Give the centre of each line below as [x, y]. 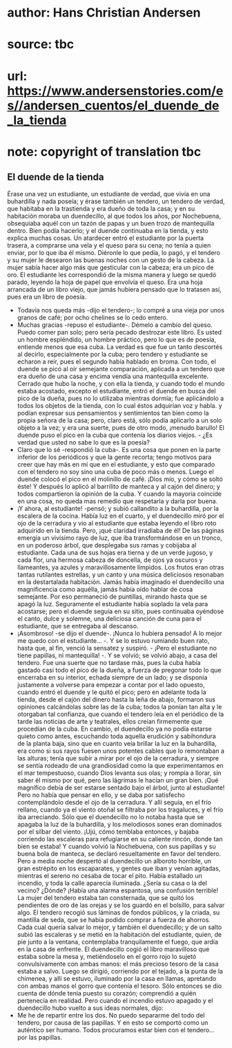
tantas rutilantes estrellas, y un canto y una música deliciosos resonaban [120, 574]
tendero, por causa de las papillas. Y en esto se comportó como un [113, 1022]
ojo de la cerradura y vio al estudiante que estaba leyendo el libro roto [117, 523]
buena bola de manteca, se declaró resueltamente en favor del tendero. [119, 853]
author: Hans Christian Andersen [104, 13]
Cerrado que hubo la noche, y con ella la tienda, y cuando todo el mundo [121, 383]
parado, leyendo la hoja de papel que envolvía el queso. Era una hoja [105, 282]
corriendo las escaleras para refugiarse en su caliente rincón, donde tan [120, 839]
